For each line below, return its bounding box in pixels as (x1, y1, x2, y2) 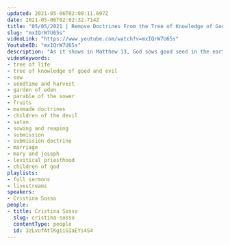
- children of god (7, 163, 60, 170)
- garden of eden (7, 86, 57, 93)
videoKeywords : (7, 55, 51, 62)
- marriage (7, 144, 38, 151)
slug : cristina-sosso (13, 214, 75, 221)
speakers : (7, 189, 36, 196)
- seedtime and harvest (7, 80, 75, 87)
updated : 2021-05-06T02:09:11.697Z (7, 10, 109, 17)
